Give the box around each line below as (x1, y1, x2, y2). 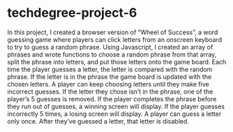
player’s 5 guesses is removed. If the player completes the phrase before (7, 94, 217, 103)
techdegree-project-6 (7, 5, 137, 21)
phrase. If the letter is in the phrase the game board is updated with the (7, 72, 212, 81)
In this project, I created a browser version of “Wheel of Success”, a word (7, 28, 218, 36)
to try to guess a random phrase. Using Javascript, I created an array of (7, 43, 213, 51)
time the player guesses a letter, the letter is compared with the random (7, 65, 213, 73)
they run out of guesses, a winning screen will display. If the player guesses (7, 102, 225, 110)
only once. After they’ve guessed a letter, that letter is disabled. (7, 117, 190, 125)
